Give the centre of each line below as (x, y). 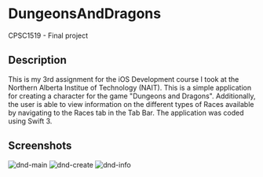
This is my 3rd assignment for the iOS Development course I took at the (124, 79)
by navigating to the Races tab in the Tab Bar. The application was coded (126, 112)
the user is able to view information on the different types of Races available (131, 104)
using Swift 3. (30, 121)
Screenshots (40, 146)
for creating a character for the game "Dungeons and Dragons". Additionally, (132, 96)
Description (37, 60)
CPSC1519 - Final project (48, 35)
